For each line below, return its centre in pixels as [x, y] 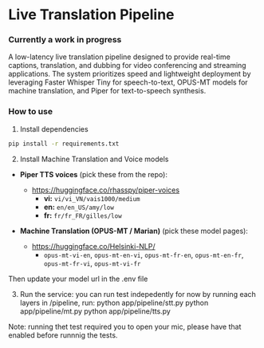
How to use [31, 112]
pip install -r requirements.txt [64, 144]
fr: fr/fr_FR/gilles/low [83, 215]
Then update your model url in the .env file [78, 279]
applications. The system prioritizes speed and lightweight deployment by [130, 74]
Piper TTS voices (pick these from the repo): [93, 174]
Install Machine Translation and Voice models [94, 159]
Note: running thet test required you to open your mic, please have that [125, 326]
